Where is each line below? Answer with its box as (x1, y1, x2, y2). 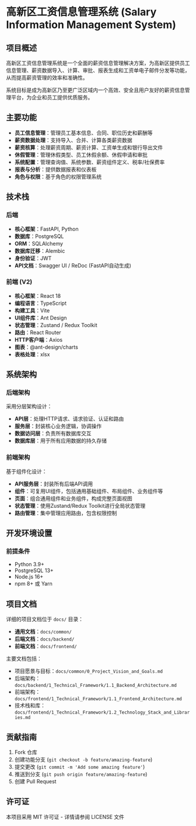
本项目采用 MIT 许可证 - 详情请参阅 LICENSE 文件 (6, 813, 124, 820)
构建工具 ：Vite (14, 307, 50, 314)
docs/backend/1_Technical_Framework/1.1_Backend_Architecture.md (14, 683, 177, 689)
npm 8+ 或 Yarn (14, 580, 52, 587)
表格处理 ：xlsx (14, 350, 50, 357)
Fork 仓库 (14, 749, 38, 756)
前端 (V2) (6, 278, 33, 286)
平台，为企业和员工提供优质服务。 (10, 94, 93, 101)
